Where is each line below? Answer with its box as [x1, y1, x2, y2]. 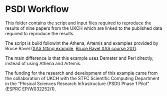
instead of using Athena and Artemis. [5, 60, 81, 66]
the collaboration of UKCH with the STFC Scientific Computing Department [5, 75, 160, 81]
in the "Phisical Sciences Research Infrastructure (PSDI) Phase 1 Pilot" [5, 81, 150, 87]
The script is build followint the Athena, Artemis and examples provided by [5, 40, 158, 46]
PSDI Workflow [5, 3, 69, 15]
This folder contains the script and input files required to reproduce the [5, 20, 151, 26]
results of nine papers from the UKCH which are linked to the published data [5, 25, 162, 31]
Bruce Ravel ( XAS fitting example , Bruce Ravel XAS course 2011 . [5, 45, 137, 51]
